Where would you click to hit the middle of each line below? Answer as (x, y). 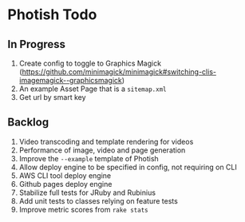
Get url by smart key (52, 97)
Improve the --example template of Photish (89, 158)
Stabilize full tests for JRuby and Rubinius (87, 192)
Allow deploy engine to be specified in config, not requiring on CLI (128, 167)
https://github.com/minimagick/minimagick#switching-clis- (119, 72)
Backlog (28, 123)
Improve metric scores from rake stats (83, 209)
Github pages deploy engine (65, 184)
